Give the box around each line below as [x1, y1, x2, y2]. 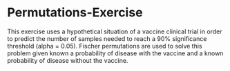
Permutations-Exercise [7, 5, 143, 20]
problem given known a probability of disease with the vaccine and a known [7, 49, 224, 57]
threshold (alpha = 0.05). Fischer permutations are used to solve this [7, 42, 202, 50]
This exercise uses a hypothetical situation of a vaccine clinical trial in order [7, 27, 222, 35]
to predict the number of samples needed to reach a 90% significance [7, 34, 207, 42]
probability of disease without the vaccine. [7, 56, 128, 64]
